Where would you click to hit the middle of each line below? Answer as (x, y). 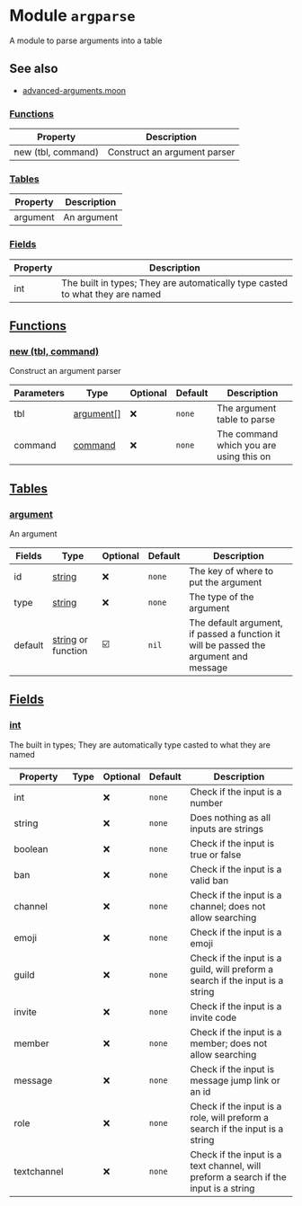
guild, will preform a (232, 969)
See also (34, 69)
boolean (31, 848)
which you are (247, 446)
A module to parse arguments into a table (86, 40)
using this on (244, 457)
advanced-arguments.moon (74, 90)
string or (70, 640)
